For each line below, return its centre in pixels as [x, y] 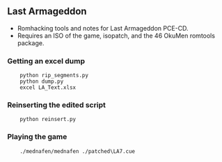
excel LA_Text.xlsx [48, 88]
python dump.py [42, 82]
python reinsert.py [48, 120]
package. [31, 43]
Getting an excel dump [46, 60]
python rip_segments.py [54, 76]
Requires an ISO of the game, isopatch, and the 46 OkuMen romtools [116, 35]
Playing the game [37, 137]
